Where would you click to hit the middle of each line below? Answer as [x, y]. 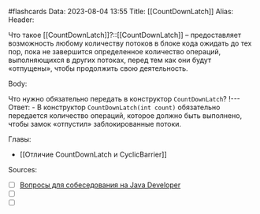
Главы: [20, 139]
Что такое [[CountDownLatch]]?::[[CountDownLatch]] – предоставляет [125, 35]
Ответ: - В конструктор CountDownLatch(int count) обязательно [114, 107]
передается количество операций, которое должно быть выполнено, [125, 116]
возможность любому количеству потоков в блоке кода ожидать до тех [130, 43]
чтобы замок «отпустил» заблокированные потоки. [95, 124]
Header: [21, 20]
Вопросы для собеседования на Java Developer [100, 185]
